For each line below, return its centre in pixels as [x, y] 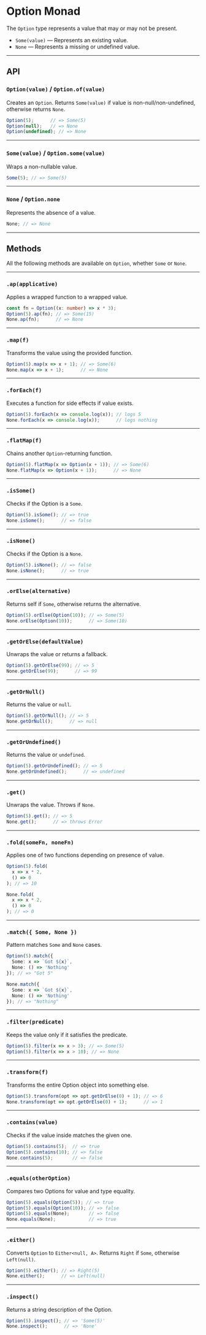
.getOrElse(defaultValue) [45, 641]
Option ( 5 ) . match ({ [30, 956]
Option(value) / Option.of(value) [56, 89]
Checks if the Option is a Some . [44, 503]
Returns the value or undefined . [46, 755]
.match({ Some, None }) [42, 932]
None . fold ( [20, 894]
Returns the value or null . [39, 704]
